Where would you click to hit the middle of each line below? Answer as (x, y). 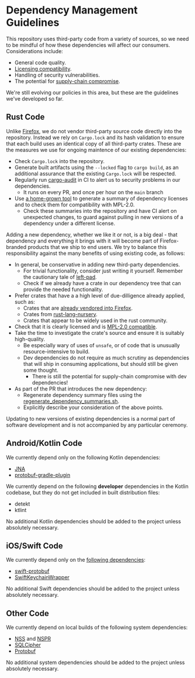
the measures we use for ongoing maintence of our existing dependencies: (96, 150)
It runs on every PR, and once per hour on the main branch (93, 192)
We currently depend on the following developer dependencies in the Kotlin (97, 486)
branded (16, 247)
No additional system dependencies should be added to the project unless (95, 663)
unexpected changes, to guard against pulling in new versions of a (103, 217)
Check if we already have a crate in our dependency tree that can (102, 283)
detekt (22, 504)
